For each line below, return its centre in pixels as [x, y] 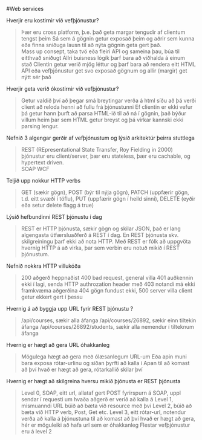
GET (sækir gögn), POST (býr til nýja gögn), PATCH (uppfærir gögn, [105, 192]
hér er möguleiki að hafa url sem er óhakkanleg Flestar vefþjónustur [106, 425]
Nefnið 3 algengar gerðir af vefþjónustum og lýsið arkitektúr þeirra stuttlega [100, 138]
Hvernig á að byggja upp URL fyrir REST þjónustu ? [70, 309]
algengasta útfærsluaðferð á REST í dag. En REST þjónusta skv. [100, 235]
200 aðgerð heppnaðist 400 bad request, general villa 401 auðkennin [107, 278]
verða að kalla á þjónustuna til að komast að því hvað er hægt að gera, [108, 419]
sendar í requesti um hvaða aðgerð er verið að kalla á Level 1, [97, 399]
